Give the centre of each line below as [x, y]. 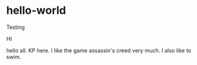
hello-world [36, 11]
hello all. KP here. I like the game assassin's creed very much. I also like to [99, 50]
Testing [16, 27]
